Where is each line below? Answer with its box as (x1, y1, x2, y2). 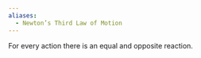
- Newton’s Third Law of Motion (15, 19, 123, 27)
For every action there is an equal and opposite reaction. (8, 41, 193, 50)
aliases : (8, 11, 37, 20)
